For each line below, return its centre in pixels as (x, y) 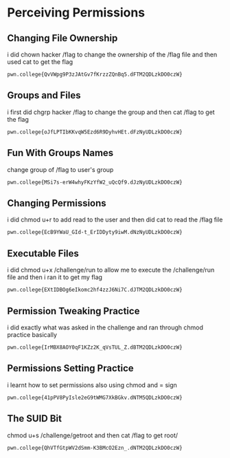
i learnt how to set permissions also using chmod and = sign (92, 385)
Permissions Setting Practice (70, 368)
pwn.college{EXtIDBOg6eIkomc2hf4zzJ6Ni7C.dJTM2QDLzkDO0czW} (95, 290)
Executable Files (43, 253)
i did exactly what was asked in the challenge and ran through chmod (105, 327)
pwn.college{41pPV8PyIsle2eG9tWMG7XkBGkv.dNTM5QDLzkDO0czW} (95, 397)
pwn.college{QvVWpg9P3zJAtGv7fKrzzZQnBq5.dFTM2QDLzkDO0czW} (95, 74)
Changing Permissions (57, 203)
